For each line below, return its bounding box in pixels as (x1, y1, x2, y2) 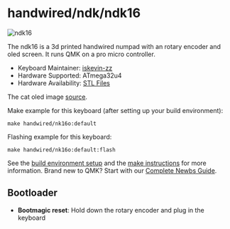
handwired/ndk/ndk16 (7, 5, 141, 21)
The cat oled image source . (7, 92, 87, 101)
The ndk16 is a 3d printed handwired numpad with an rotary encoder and (7, 42, 221, 50)
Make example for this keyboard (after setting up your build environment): (7, 106, 224, 114)
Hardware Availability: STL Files (17, 78, 110, 87)
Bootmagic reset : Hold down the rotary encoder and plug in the (17, 206, 204, 214)
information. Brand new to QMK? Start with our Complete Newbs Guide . (7, 166, 217, 175)
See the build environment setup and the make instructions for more (7, 159, 207, 167)
